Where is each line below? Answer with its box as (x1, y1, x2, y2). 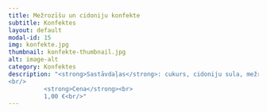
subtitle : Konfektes (8, 19, 77, 27)
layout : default (8, 26, 62, 34)
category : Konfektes (8, 63, 77, 71)
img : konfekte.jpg (8, 41, 69, 49)
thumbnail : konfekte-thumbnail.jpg (8, 48, 126, 56)
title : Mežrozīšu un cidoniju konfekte (8, 11, 141, 20)
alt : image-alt (8, 56, 59, 64)
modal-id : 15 (8, 33, 52, 42)
